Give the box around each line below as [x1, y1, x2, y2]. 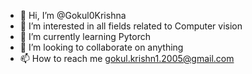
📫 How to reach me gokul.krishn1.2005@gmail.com [19, 53, 235, 64]
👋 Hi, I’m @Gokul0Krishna [19, 10, 127, 21]
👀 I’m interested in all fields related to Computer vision [19, 20, 243, 32]
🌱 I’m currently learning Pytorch [19, 31, 151, 42]
